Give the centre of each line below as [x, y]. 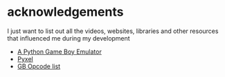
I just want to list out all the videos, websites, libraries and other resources [113, 31]
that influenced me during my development [69, 38]
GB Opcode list [39, 66]
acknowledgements [65, 12]
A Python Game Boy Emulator [59, 52]
